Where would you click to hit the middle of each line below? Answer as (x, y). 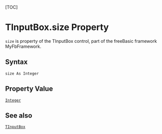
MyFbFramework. (23, 46)
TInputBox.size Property (57, 27)
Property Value (29, 89)
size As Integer (22, 73)
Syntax (16, 62)
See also (19, 115)
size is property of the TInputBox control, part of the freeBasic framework (81, 41)
